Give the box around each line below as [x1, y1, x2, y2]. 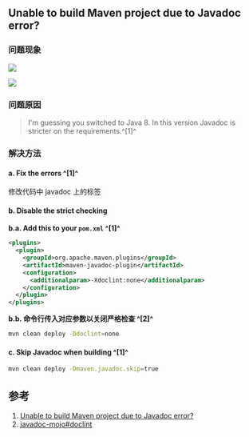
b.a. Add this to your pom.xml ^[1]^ [8, 223, 121, 233]
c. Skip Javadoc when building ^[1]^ [8, 347, 129, 357]
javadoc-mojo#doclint [19, 419, 93, 429]
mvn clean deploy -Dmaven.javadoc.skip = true [8, 365, 159, 373]
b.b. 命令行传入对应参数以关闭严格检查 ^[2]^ [8, 314, 154, 323]
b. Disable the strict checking [8, 206, 108, 215]
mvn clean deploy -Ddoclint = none [8, 330, 120, 339]
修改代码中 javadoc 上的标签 [8, 187, 101, 197]
